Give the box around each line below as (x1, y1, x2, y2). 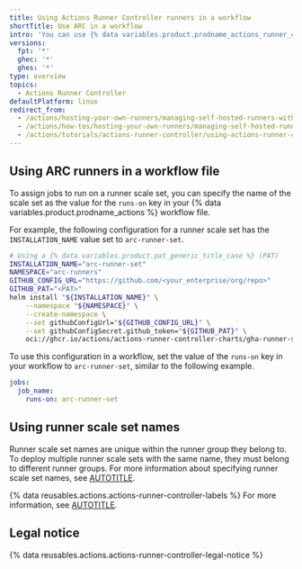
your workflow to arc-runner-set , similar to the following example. (9, 361, 254, 372)
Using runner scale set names (9, 420, 181, 435)
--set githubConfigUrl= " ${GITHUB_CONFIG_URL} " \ (25, 318, 211, 327)
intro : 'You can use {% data (9, 30, 119, 39)
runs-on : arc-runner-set (25, 395, 119, 404)
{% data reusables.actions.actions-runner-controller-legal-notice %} (9, 549, 263, 560)
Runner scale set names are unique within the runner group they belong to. (9, 443, 288, 455)
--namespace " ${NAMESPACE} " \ (25, 301, 139, 311)
